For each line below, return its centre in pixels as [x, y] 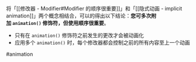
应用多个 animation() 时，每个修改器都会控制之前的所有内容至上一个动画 [102, 43]
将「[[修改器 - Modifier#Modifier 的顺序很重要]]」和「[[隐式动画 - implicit [94, 8]
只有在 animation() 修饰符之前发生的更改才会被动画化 [79, 35]
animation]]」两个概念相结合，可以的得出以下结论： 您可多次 [79, 16]
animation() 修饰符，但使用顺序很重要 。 [61, 23]
